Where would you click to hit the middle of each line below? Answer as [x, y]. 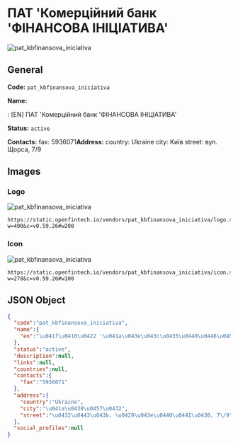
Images [24, 172]
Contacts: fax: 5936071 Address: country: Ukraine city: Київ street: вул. [112, 141]
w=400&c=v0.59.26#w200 [41, 226]
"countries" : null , [41, 369]
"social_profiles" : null [49, 428]
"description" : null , [44, 356]
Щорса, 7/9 [24, 149]
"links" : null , [34, 362]
